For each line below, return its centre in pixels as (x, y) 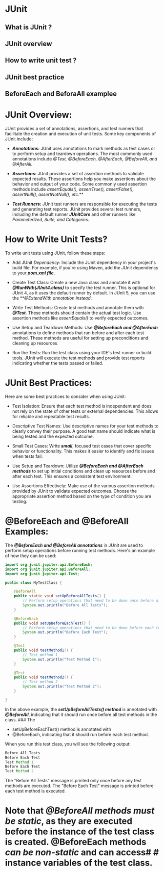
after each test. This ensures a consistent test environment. (72, 476)
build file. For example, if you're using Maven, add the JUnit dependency (85, 268)
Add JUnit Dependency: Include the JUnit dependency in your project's (84, 263)
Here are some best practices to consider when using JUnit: (65, 396)
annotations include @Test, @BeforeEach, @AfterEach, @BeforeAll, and (85, 159)
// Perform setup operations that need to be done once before (88, 601)
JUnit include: (19, 139)
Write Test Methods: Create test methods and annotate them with (78, 308)
